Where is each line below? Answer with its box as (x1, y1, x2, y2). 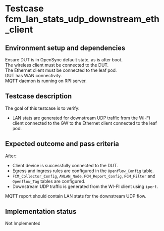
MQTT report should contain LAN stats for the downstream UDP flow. (5, 193, 147, 199)
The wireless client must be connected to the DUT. (5, 62, 109, 68)
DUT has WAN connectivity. (5, 73, 62, 78)
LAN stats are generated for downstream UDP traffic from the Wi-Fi (12, 115, 150, 121)
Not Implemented (5, 221, 41, 227)
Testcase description (5, 92, 72, 100)
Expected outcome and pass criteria (5, 139, 119, 148)
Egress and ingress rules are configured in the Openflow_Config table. (12, 168, 154, 174)
